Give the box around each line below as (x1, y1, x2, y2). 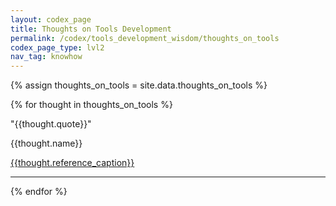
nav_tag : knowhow (10, 52, 83, 62)
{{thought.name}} (10, 137, 83, 150)
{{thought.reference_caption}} (10, 157, 135, 169)
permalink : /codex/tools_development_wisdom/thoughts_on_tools (10, 33, 280, 43)
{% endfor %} (10, 186, 68, 198)
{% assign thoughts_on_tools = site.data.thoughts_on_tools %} (10, 79, 268, 91)
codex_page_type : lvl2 (10, 42, 105, 53)
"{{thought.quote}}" (10, 118, 92, 130)
